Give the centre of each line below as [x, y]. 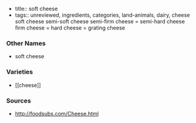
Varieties [19, 72]
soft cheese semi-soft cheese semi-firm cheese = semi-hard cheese [100, 21]
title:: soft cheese [36, 9]
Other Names [26, 43]
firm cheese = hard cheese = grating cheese [70, 28]
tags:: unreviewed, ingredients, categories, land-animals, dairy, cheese [102, 15]
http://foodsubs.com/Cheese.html [57, 113]
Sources [19, 100]
